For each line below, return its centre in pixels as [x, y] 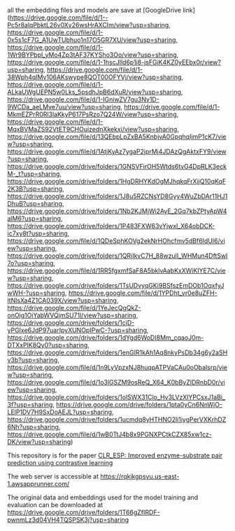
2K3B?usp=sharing [35, 189]
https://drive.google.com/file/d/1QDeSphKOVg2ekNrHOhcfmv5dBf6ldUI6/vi [116, 241]
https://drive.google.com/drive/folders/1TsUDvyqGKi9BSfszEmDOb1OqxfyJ [116, 285]
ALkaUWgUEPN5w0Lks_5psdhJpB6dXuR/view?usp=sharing [94, 92]
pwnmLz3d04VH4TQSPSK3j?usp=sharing [68, 520]
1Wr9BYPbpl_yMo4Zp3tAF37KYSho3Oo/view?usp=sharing [92, 55]
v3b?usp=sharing [33, 360]
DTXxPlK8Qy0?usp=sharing [48, 345]
